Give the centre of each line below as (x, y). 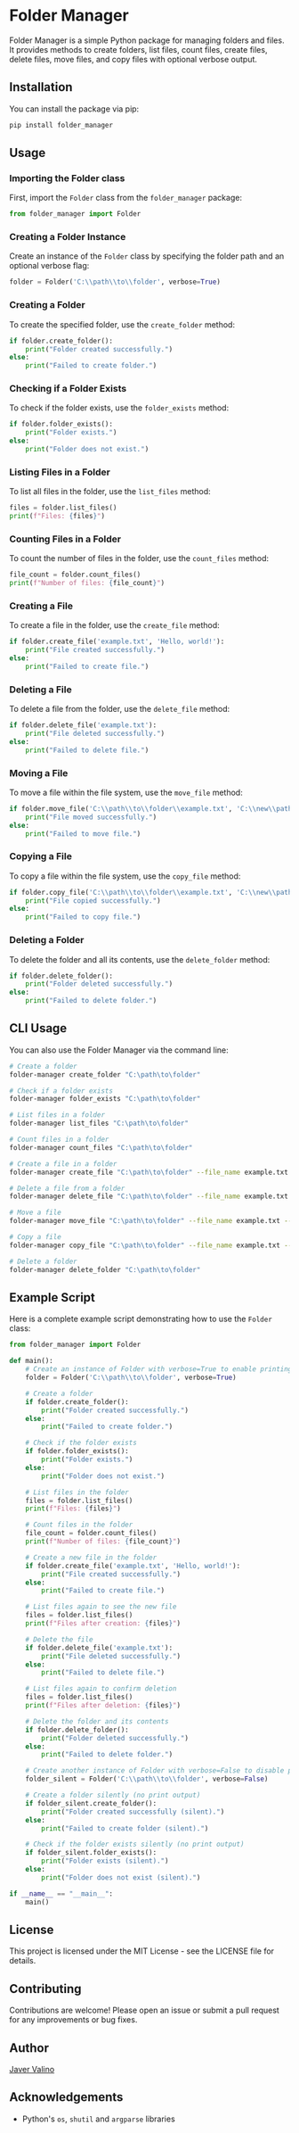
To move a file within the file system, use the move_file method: (126, 792)
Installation (41, 87)
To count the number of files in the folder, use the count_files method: (139, 558)
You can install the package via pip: (74, 109)
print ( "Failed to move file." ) (83, 834)
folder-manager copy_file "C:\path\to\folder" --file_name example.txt (145, 1245)
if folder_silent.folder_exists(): (91, 1853)
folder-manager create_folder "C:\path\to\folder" (105, 1075)
